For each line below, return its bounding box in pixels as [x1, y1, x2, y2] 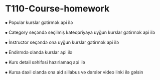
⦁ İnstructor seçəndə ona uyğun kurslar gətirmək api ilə [5, 39, 119, 45]
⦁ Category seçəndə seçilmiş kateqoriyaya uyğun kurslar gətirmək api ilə [5, 29, 155, 35]
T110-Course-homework [5, 3, 110, 14]
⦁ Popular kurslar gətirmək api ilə [5, 19, 73, 25]
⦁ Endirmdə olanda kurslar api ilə [5, 49, 73, 55]
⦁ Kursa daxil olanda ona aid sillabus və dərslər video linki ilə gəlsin [5, 69, 143, 75]
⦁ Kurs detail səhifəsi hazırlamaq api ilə [5, 59, 85, 65]
